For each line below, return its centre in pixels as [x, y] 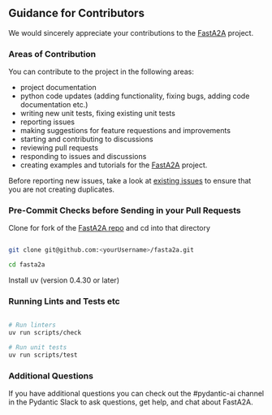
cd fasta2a [27, 265]
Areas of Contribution [52, 54]
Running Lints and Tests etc [64, 301]
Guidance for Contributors [76, 13]
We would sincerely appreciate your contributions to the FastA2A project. [131, 32]
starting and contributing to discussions [86, 139]
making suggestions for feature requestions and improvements [125, 131]
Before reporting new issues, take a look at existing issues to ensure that [130, 181]
